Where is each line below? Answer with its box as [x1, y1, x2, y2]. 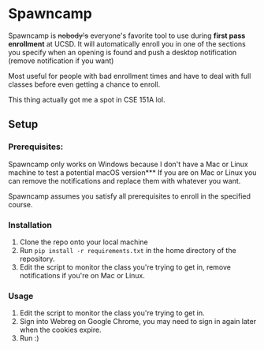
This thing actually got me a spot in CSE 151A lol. [8, 95, 165, 104]
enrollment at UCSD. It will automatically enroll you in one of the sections [8, 39, 246, 48]
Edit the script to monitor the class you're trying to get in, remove [19, 262, 231, 272]
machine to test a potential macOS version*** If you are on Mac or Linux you [8, 167, 257, 177]
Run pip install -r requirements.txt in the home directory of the [19, 245, 236, 255]
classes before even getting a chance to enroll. [8, 80, 161, 89]
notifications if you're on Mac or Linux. [19, 270, 146, 280]
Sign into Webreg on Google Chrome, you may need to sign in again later [19, 317, 257, 326]
